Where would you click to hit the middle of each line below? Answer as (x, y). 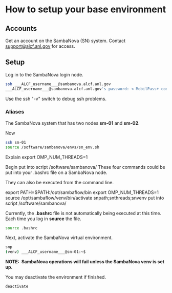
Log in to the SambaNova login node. (44, 74)
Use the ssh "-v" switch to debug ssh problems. (56, 99)
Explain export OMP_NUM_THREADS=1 (47, 157)
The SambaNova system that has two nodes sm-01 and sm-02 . (72, 123)
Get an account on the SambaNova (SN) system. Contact (66, 41)
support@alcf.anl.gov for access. (40, 46)
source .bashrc (21, 228)
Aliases (15, 112)
